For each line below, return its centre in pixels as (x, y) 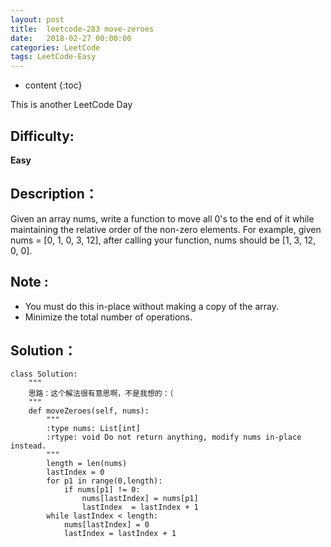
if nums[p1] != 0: (102, 490)
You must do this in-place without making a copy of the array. (152, 306)
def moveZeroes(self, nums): (89, 411)
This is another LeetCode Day (71, 105)
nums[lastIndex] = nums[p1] (140, 499)
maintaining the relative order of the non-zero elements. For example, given (166, 229)
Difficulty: (42, 136)
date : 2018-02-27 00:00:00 (71, 38)
